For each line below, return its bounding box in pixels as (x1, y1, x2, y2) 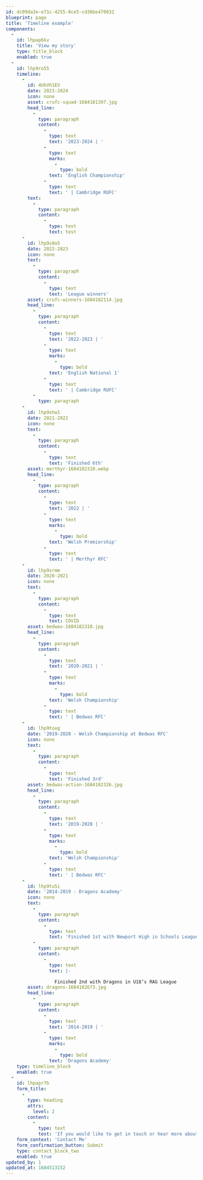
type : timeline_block (16, 1063, 71, 1070)
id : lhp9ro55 (16, 65, 50, 72)
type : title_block (16, 49, 63, 55)
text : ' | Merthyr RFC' (48, 556, 110, 562)
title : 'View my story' (16, 43, 77, 49)
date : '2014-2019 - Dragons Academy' (27, 889, 122, 895)
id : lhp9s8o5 (27, 240, 61, 246)
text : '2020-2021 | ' (48, 663, 104, 669)
